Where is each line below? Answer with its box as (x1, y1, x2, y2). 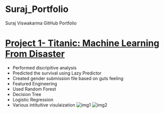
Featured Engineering (12, 80, 58, 86)
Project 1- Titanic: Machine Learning (5, 37, 159, 49)
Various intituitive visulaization (12, 101, 75, 108)
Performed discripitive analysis (12, 64, 77, 70)
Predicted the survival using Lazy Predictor (12, 70, 102, 76)
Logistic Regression (12, 96, 54, 102)
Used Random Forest (12, 86, 56, 92)
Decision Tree (12, 91, 42, 97)
